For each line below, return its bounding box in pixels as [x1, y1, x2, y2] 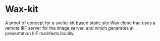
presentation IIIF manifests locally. [5, 30, 75, 36]
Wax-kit [5, 3, 39, 15]
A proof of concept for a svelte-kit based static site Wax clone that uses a [5, 20, 156, 26]
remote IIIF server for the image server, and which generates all [5, 25, 135, 31]
